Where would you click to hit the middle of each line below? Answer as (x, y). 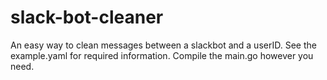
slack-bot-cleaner (87, 17)
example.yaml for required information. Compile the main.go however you (162, 55)
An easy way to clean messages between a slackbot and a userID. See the (163, 45)
